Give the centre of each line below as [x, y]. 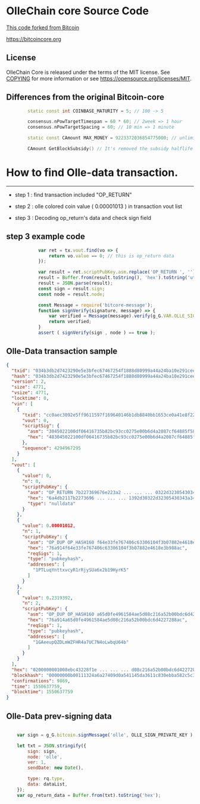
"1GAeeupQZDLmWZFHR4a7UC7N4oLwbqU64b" [81, 642]
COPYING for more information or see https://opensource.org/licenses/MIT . [99, 78]
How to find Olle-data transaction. [92, 173]
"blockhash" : [28, 675]
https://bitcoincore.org [34, 39]
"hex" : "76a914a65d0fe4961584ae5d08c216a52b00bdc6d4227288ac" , [107, 620]
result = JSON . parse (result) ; [75, 283]
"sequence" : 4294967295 [51, 448]
